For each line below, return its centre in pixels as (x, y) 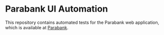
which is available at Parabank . (37, 27)
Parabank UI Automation (57, 9)
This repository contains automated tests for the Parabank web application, (82, 22)
